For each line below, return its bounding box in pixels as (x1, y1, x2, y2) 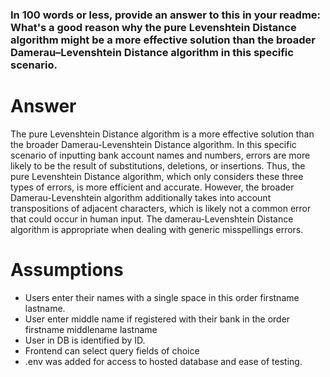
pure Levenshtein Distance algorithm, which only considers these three (10, 170, 304, 182)
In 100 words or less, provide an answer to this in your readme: (10, 8, 322, 22)
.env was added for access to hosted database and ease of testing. (24, 355, 303, 367)
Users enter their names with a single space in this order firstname (24, 291, 300, 303)
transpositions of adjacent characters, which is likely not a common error (10, 202, 312, 214)
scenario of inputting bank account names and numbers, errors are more (10, 149, 311, 161)
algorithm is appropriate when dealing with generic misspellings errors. (10, 223, 304, 235)
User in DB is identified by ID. (24, 334, 146, 346)
